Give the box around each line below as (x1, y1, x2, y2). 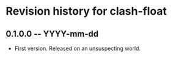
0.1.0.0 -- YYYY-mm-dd (6, 29, 99, 39)
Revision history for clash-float (6, 4, 167, 18)
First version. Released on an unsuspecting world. (14, 45, 141, 52)
